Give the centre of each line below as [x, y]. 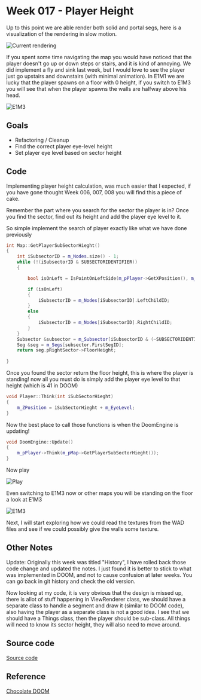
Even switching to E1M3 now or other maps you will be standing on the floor [100, 493]
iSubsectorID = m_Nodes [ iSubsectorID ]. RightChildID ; [105, 323]
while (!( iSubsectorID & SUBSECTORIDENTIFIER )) [77, 262]
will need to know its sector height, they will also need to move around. [94, 624]
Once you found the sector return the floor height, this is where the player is [100, 373]
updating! [18, 431]
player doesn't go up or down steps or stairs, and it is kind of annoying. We [99, 63]
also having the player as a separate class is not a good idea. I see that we [98, 612]
